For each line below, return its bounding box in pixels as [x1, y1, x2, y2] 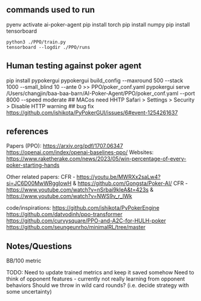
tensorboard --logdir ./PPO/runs [6, 44, 91, 50]
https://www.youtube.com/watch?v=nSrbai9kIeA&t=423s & [6, 186, 154, 193]
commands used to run [6, 5, 95, 15]
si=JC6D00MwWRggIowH [6, 180, 72, 187]
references [6, 126, 49, 137]
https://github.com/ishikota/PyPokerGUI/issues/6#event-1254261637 [6, 109, 178, 116]
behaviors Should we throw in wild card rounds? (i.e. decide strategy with [6, 282, 189, 289]
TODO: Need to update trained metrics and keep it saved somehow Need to [6, 269, 194, 276]
